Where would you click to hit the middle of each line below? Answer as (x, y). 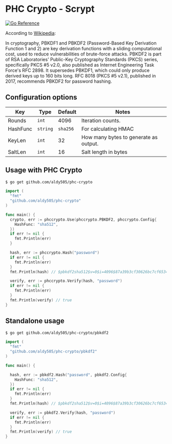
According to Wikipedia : (31, 33)
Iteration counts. (101, 120)
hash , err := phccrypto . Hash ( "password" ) (55, 253)
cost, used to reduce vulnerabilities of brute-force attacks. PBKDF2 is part (83, 54)
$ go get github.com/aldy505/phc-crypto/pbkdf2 (57, 333)
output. (90, 143)
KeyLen (17, 140)
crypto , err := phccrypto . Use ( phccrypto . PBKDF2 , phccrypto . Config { (83, 219)
